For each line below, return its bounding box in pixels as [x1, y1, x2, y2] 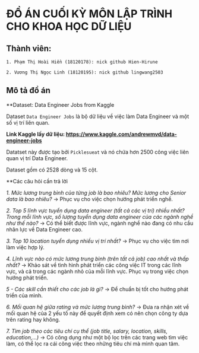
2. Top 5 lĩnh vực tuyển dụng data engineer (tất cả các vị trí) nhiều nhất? [6, 206, 185, 214]
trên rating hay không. [6, 316, 61, 323]
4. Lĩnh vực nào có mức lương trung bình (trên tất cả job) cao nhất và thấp [6, 255, 189, 262]
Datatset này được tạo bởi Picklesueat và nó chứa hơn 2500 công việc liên [6, 148, 189, 155]
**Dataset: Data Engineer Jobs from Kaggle [6, 101, 115, 108]
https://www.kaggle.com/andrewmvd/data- [65, 131, 177, 138]
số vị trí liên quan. [6, 119, 50, 126]
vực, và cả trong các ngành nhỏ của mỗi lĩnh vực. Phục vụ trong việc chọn [6, 268, 189, 275]
